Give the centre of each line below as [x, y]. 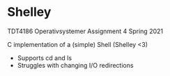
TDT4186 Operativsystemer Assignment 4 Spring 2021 [85, 31]
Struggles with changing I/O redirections [75, 65]
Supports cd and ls [44, 58]
